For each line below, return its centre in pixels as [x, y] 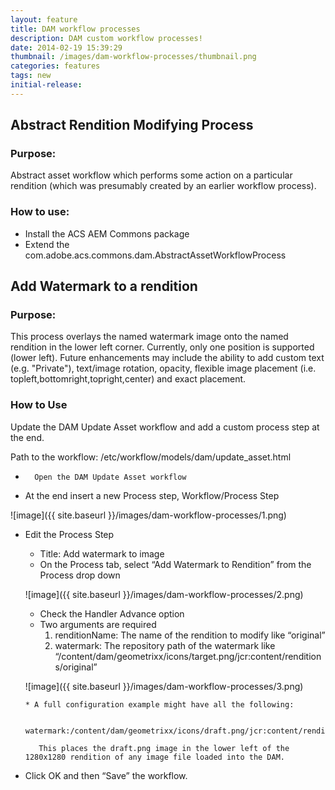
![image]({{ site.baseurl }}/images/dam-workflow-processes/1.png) [148, 515]
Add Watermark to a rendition [104, 286]
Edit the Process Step [69, 534]
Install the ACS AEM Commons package [107, 233]
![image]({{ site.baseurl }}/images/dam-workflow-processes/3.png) [164, 686]
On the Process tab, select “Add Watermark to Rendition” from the [175, 564]
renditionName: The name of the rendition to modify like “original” [190, 635]
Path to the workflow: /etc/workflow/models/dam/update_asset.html [151, 457]
